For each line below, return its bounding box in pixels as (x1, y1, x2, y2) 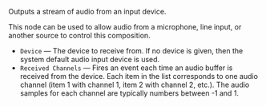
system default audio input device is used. (19, 55, 160, 64)
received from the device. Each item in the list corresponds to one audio (19, 72, 259, 80)
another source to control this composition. (8, 31, 151, 40)
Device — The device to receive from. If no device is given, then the (19, 46, 244, 55)
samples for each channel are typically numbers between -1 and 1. (19, 88, 239, 98)
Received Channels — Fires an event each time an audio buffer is (19, 63, 233, 73)
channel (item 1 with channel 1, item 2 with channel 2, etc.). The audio (19, 80, 250, 89)
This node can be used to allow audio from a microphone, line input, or (8, 22, 242, 31)
